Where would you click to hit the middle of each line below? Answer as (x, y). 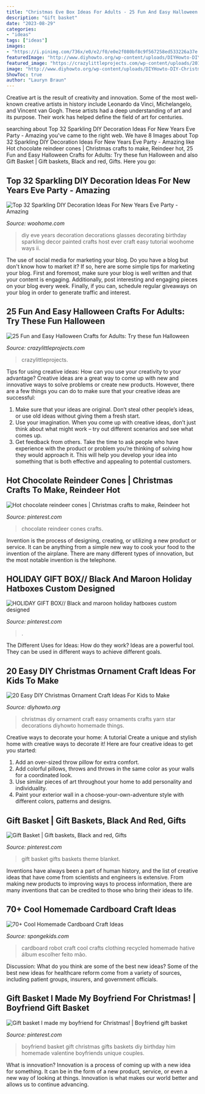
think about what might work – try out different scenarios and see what (104, 429)
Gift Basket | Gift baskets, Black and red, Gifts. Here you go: (81, 161)
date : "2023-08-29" (31, 23)
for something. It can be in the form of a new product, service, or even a (97, 1071)
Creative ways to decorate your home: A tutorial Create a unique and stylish (102, 737)
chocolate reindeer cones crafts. (62, 528)
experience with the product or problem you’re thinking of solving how (104, 448)
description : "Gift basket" (42, 18)
